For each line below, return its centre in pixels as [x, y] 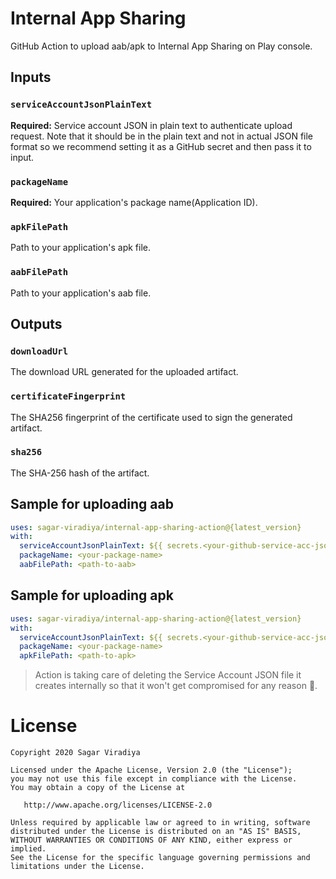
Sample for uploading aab [92, 504]
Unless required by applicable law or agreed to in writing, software [160, 823]
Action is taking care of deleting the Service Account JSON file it [168, 675]
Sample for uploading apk [92, 595]
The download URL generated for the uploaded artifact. [124, 372]
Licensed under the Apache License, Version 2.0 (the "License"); [151, 770]
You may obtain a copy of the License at [98, 788]
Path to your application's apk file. [81, 248]
